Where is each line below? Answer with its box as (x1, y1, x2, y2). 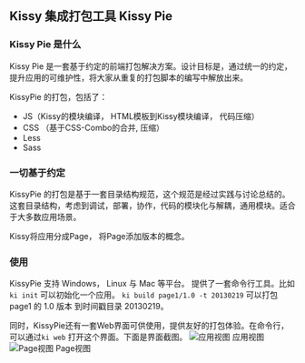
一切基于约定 (9, 166, 66, 179)
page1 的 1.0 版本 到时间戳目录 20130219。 (9, 301, 169, 312)
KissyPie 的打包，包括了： (9, 91, 108, 102)
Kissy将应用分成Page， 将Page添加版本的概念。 (9, 230, 190, 241)
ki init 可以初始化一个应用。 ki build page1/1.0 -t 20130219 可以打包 (9, 289, 279, 300)
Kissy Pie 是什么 (9, 38, 82, 51)
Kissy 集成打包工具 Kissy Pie (9, 8, 172, 25)
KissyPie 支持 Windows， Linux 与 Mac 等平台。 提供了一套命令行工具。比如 (9, 278, 295, 289)
